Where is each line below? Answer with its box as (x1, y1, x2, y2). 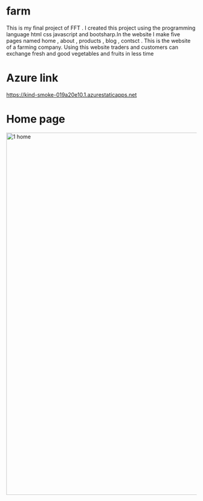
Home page (6, 112, 65, 126)
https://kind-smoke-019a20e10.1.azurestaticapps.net (6, 91, 137, 98)
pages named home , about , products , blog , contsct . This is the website (6, 37, 191, 44)
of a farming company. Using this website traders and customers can (6, 44, 178, 51)
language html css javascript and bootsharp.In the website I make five (6, 30, 180, 37)
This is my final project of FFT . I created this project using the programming (6, 24, 196, 31)
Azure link (6, 71, 59, 85)
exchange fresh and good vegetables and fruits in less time (6, 50, 154, 57)
